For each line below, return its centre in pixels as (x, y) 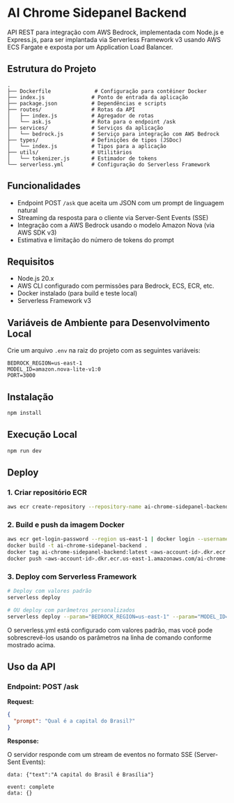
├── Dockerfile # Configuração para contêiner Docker (107, 91)
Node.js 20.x (36, 279)
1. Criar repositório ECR (47, 492)
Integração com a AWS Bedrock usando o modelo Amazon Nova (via (116, 225)
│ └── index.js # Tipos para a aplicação (87, 146)
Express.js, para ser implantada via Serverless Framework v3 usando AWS (114, 39)
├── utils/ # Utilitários (70, 152)
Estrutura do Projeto (52, 69)
